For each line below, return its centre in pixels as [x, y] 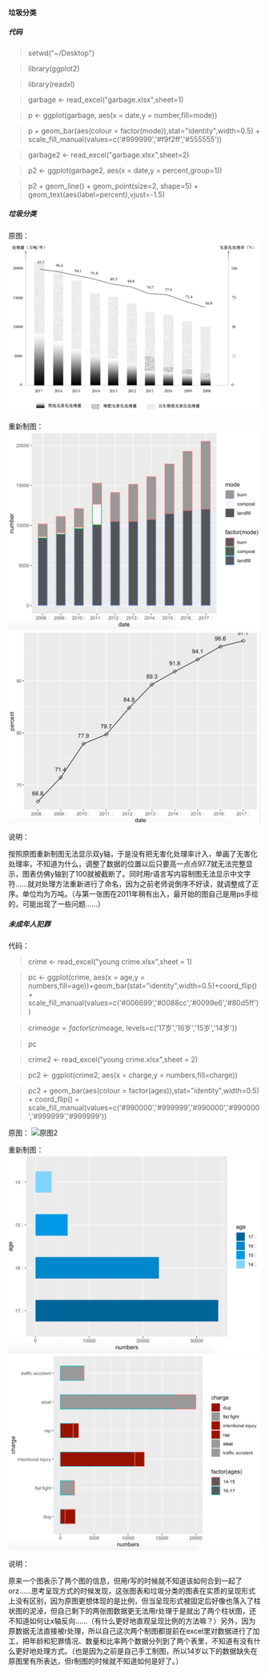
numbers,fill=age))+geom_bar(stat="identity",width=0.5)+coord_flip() [143, 986]
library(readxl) [51, 83]
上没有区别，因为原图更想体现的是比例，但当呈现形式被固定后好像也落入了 [131, 1601]
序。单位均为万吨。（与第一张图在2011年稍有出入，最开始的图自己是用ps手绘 [133, 894]
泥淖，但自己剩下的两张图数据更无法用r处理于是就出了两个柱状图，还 [143, 1611]
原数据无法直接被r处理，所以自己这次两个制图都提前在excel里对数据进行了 [130, 1631]
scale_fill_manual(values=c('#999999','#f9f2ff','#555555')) [125, 139]
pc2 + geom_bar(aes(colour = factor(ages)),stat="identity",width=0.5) [143, 1091]
